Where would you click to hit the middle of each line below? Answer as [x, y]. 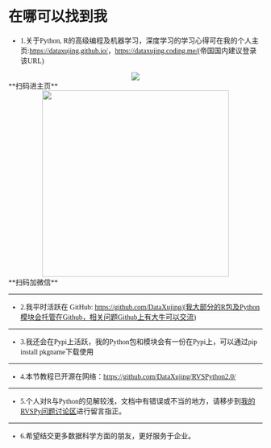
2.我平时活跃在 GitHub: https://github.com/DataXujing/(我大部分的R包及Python [140, 307]
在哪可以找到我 [58, 17]
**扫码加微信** [33, 282]
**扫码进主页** [33, 86]
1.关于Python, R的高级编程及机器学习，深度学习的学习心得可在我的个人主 [140, 41]
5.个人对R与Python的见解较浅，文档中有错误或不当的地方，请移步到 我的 [138, 401]
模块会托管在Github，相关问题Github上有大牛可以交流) [108, 317]
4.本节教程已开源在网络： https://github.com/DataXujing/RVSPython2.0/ [128, 377]
